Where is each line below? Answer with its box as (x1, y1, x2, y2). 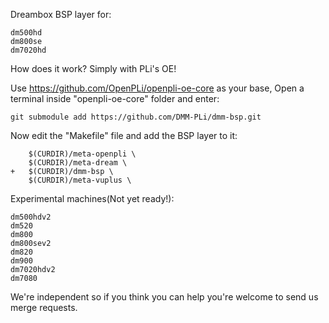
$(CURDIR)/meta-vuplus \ (28, 175, 132, 185)
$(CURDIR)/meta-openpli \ (28, 149, 137, 159)
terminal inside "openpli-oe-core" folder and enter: (10, 93, 220, 104)
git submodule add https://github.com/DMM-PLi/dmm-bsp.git (10, 112, 262, 122)
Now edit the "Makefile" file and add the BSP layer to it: (10, 130, 238, 141)
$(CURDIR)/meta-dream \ (28, 158, 128, 168)
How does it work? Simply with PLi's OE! (10, 63, 177, 74)
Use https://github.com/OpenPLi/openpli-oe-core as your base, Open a (10, 82, 305, 94)
